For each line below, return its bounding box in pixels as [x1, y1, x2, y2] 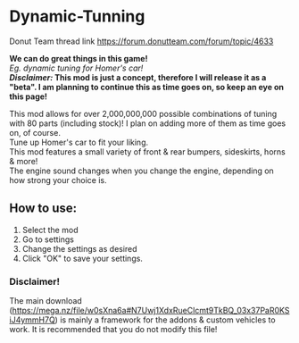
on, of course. [9, 127, 61, 138]
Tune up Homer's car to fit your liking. [9, 137, 149, 147]
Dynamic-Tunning [9, 6, 145, 27]
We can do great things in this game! [9, 53, 148, 63]
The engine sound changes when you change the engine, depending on [9, 165, 274, 176]
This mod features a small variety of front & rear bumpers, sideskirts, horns [9, 146, 286, 157]
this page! [9, 91, 47, 102]
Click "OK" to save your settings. [21, 253, 143, 264]
